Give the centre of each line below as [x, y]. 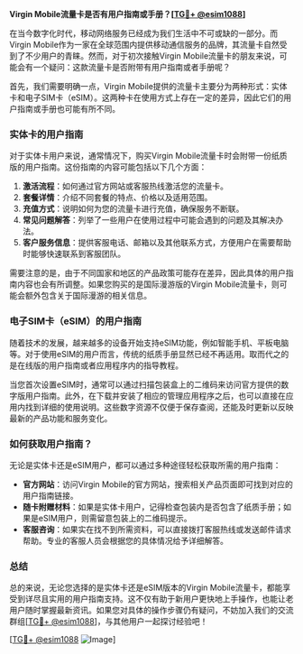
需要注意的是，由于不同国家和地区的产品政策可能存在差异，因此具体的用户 [147, 273]
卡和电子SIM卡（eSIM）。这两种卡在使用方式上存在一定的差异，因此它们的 [147, 97]
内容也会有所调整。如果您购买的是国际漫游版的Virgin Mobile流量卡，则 [148, 284]
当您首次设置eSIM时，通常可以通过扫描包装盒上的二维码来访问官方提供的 [145, 384]
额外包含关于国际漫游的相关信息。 [88, 296]
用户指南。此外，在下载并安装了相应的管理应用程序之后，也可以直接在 [155, 395]
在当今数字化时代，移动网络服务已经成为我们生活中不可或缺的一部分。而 [143, 33]
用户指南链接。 [50, 495]
